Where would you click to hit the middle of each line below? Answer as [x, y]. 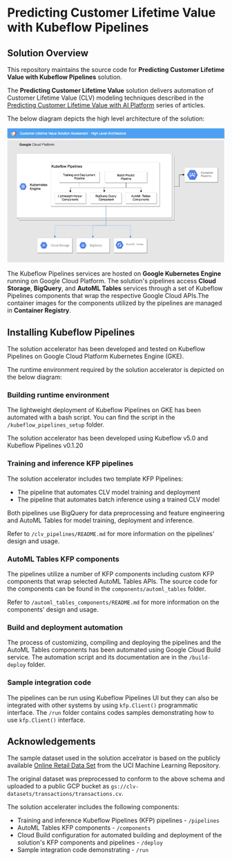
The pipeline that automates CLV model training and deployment [109, 492]
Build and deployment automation [65, 627]
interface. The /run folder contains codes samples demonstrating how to [110, 712]
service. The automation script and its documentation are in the [97, 657]
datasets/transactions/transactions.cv [65, 795]
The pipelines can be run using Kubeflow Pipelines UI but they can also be [113, 698]
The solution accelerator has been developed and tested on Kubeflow [106, 349]
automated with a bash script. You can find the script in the [91, 418]
